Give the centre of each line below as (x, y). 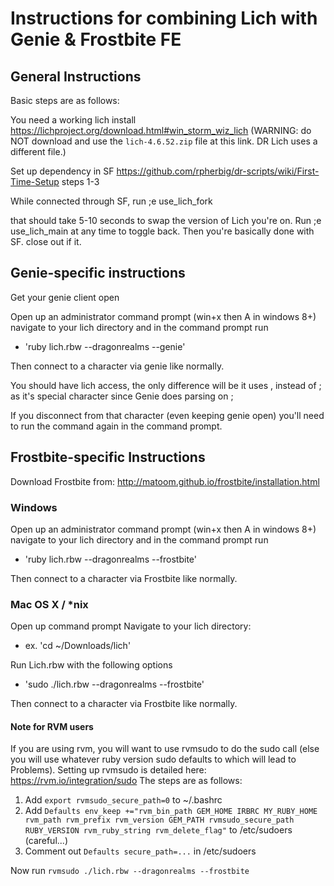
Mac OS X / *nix (49, 604)
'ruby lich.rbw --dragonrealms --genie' (105, 346)
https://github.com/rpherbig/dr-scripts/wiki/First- (218, 171)
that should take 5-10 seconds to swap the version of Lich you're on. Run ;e (166, 220)
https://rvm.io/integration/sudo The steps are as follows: (126, 781)
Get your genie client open (65, 297)
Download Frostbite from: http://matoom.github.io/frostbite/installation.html (165, 481)
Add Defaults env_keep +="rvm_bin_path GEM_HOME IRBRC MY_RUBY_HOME (171, 811)
